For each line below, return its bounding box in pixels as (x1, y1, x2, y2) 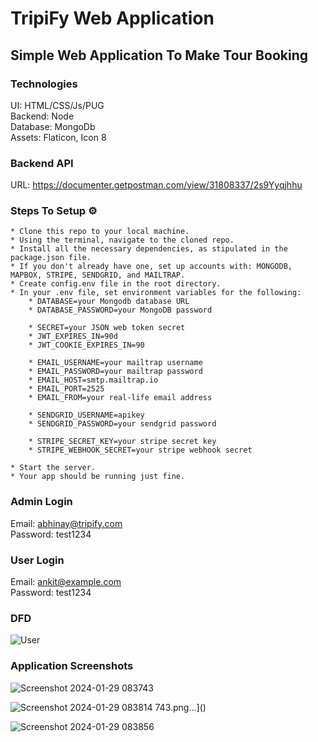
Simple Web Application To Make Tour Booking (10, 47, 308, 64)
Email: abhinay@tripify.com (10, 517, 123, 529)
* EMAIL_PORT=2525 (28, 384, 105, 394)
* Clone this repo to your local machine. (10, 227, 190, 237)
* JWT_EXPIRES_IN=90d (28, 332, 118, 342)
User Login (10, 553, 65, 567)
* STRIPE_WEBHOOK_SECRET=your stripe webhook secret (28, 445, 253, 456)
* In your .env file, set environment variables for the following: (10, 288, 302, 298)
